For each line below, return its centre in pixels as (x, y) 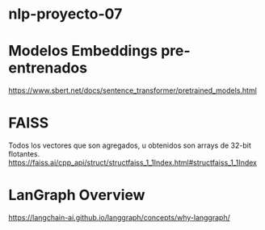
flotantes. (24, 154)
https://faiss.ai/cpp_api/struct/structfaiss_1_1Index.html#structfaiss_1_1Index (132, 163)
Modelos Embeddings (83, 51)
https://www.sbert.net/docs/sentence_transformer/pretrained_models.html (132, 90)
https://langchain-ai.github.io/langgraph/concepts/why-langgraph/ (119, 217)
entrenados (48, 68)
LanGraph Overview (77, 195)
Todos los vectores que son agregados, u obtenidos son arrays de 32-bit (130, 145)
